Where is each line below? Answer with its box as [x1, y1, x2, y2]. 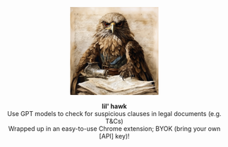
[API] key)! [99, 132, 130, 140]
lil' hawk [101, 102, 128, 110]
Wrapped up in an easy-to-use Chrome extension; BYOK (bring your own [8, 124, 221, 133]
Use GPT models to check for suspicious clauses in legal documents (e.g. [7, 110, 222, 117]
